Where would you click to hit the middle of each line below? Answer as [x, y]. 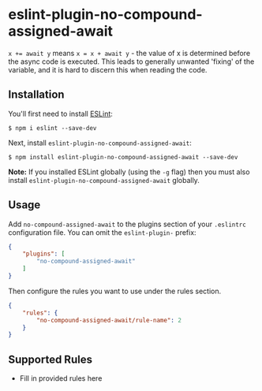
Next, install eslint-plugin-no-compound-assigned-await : [100, 143]
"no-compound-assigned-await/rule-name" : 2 [109, 320]
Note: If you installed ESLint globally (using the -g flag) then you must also [129, 172]
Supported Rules [51, 359]
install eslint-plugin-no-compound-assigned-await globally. [104, 180]
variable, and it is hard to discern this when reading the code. [108, 69]
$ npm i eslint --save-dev [52, 128]
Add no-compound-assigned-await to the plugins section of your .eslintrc [127, 224]
